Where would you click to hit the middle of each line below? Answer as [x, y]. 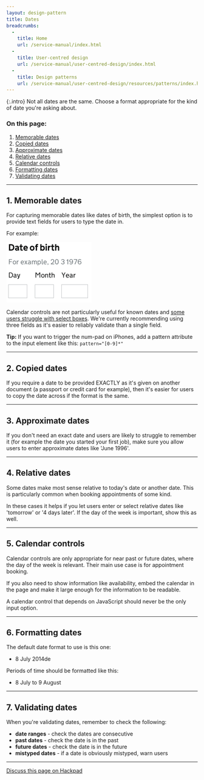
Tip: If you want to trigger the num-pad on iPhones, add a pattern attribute [100, 337]
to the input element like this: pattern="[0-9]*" [65, 343]
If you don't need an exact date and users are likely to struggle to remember [101, 435]
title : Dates [23, 19]
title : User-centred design [53, 58]
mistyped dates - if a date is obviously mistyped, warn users [91, 753]
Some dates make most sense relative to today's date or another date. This [100, 487]
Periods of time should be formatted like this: [63, 671]
